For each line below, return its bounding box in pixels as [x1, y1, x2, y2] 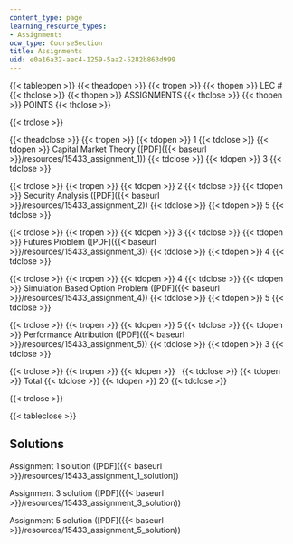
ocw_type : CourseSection [9, 38, 103, 48]
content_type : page [9, 13, 83, 23]
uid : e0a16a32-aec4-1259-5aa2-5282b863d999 [9, 55, 176, 64]
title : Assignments [9, 47, 83, 56]
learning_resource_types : [9, 22, 107, 31]
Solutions [9, 436, 65, 452]
